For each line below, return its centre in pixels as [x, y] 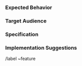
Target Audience [26, 20]
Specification [22, 34]
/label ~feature [20, 58]
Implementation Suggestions [41, 47]
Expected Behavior [29, 7]
